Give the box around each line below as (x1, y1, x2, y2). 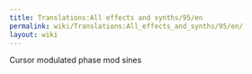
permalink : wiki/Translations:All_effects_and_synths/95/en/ (9, 22, 244, 31)
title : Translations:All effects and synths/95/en (9, 13, 203, 23)
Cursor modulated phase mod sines (9, 55, 142, 66)
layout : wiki (9, 30, 58, 39)
